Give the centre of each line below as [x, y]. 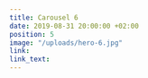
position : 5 [32, 34]
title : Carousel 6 [44, 17]
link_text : [30, 59]
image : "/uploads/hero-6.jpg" [66, 43]
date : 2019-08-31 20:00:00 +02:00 [74, 26]
